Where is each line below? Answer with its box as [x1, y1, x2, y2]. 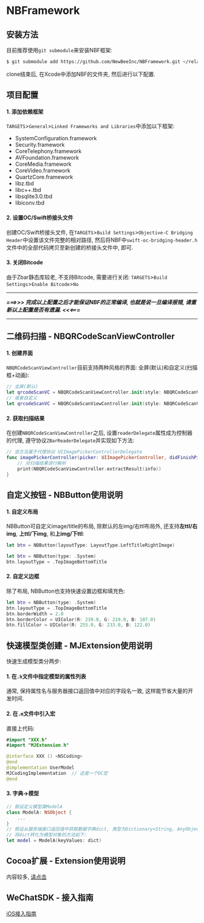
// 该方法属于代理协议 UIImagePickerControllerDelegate [6, 449, 143, 455]
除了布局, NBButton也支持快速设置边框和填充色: [6, 587, 126, 594]
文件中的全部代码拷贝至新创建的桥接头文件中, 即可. [6, 244, 134, 251]
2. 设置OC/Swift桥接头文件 [6, 214, 73, 222]
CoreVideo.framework [15, 167, 71, 174]
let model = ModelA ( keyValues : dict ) [6, 837, 102, 844]
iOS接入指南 [6, 910, 37, 917]
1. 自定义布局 [6, 508, 38, 515]
